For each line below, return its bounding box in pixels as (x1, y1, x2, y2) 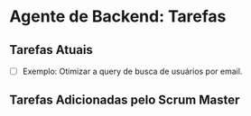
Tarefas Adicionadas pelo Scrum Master (9, 93, 240, 108)
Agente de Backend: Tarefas (9, 6, 227, 27)
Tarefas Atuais (9, 42, 93, 58)
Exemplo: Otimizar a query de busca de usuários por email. (22, 66, 243, 76)
